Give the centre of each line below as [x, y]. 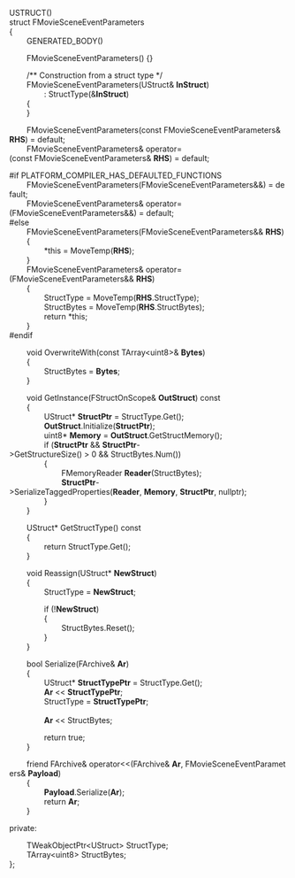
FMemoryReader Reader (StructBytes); [132, 473]
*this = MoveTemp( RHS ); [89, 250]
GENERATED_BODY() [64, 41]
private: [23, 828]
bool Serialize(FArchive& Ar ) [78, 664]
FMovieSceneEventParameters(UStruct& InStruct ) [118, 85]
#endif [21, 335]
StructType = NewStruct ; [90, 592]
